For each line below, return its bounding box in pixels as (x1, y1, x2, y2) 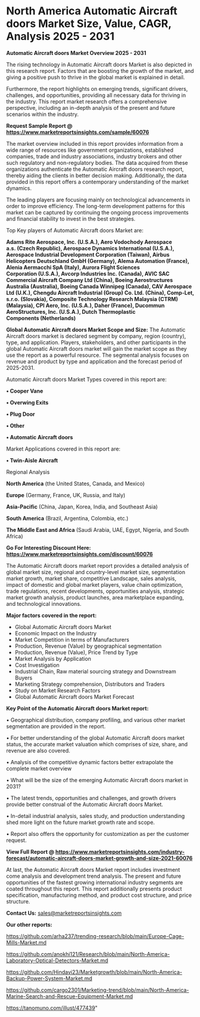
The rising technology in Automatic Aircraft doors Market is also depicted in (6, 61, 192, 68)
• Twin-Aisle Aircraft (6, 457, 59, 464)
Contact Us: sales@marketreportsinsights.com (6, 909, 122, 917)
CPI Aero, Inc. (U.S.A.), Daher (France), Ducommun (35, 302, 165, 309)
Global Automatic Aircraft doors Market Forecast (14, 693, 134, 700)
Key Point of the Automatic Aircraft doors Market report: (6, 704, 149, 712)
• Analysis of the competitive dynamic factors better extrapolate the (6, 758, 174, 765)
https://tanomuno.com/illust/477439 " (6, 1004, 98, 1011)
